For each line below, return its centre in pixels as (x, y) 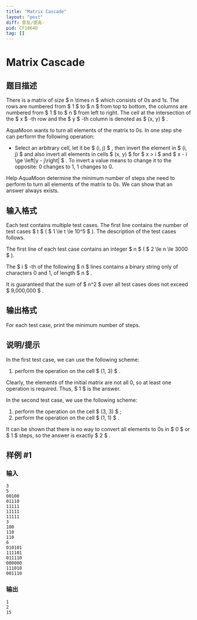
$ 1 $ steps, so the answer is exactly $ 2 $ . (58, 435)
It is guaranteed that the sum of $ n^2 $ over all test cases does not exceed (97, 284)
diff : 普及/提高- (26, 22)
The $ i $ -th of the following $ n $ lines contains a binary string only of (92, 266)
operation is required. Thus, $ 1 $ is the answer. (64, 388)
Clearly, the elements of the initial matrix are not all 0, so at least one (89, 382)
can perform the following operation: (50, 136)
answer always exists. (33, 191)
